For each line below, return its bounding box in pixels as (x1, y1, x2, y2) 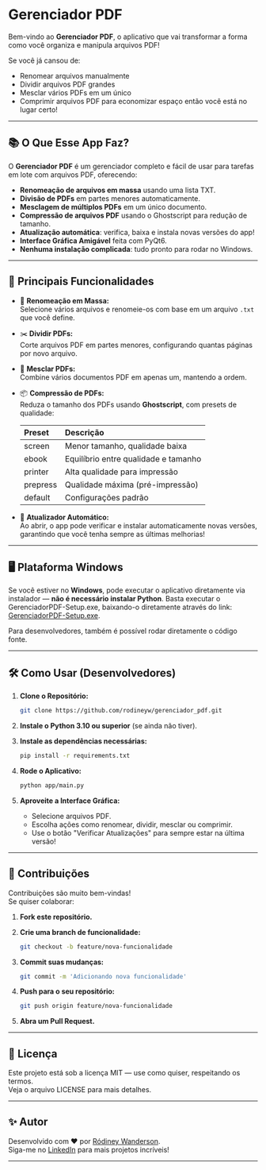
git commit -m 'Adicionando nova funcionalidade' (19, 972, 188, 980)
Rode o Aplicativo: (19, 766, 82, 775)
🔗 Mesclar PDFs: (19, 364, 76, 373)
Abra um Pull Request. (19, 1017, 95, 1026)
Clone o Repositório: (19, 691, 89, 701)
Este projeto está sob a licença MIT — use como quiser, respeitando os (8, 1068, 241, 1078)
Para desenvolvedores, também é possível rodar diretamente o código (8, 626, 237, 636)
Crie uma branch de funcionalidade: (19, 927, 141, 936)
